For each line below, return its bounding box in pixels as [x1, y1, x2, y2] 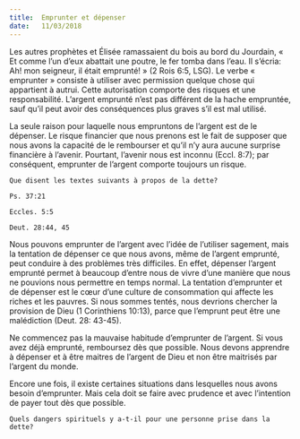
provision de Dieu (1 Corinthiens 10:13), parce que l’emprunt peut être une [9, 306, 280, 316]
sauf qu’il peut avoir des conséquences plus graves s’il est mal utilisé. [9, 103, 267, 114]
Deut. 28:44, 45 [9, 223, 70, 232]
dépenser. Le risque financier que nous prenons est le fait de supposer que [9, 130, 287, 141]
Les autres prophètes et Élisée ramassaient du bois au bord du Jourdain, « [9, 46, 284, 56]
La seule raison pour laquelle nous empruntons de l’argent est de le [9, 120, 258, 131]
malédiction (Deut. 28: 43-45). [9, 314, 123, 325]
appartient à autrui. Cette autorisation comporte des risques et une [9, 84, 256, 95]
